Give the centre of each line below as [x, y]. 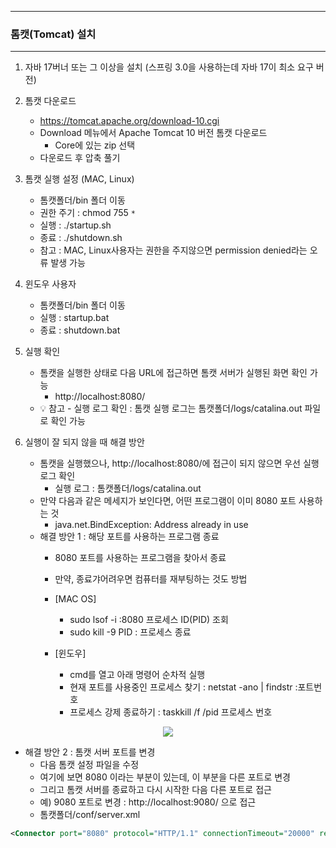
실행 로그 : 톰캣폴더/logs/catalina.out [128, 488]
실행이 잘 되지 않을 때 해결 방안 [84, 442]
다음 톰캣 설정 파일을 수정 [89, 765]
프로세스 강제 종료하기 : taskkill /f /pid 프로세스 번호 [171, 712]
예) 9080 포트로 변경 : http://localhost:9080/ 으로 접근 [148, 802]
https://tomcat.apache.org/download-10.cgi [129, 121]
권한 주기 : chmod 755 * [87, 213]
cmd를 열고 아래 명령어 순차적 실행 [137, 675]
